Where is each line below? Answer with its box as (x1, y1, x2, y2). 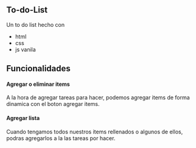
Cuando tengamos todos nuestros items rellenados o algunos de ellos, (6, 128, 183, 135)
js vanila (15, 46, 37, 53)
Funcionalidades (6, 63, 71, 74)
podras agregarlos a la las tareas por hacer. (6, 134, 116, 142)
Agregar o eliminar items (6, 80, 70, 88)
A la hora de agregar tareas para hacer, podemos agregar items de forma (6, 94, 190, 101)
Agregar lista (6, 115, 40, 121)
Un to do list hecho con (6, 21, 65, 28)
